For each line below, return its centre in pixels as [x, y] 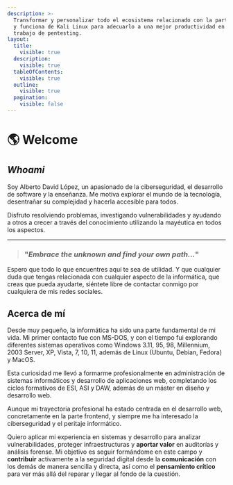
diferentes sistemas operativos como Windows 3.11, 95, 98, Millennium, [109, 345]
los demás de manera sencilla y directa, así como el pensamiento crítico [111, 466]
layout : [18, 40]
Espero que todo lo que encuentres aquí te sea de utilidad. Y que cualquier [114, 270]
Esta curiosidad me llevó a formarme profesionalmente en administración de [116, 373]
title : [23, 46]
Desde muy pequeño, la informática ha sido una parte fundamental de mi [112, 330]
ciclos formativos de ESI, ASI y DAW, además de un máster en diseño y [109, 388]
